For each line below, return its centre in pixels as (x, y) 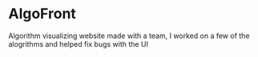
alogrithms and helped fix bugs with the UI (78, 44)
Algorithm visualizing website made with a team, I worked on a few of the (129, 36)
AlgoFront (42, 14)
